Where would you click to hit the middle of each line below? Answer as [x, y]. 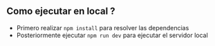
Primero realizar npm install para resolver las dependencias [103, 27]
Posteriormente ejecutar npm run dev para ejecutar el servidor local [112, 35]
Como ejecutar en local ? [61, 11]
